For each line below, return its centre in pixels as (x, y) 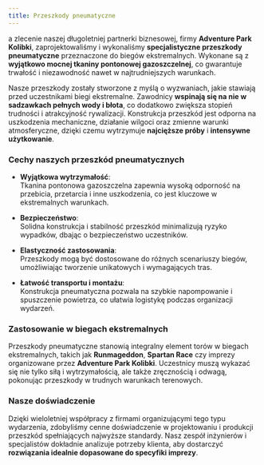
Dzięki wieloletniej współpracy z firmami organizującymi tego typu (117, 418)
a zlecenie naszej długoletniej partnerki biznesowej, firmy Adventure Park (130, 38)
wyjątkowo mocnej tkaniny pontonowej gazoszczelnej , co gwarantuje (125, 64)
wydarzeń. (37, 308)
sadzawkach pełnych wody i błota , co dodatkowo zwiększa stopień (120, 105)
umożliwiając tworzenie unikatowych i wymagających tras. (116, 267)
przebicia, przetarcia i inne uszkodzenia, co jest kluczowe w (118, 193)
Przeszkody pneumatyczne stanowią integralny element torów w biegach (128, 346)
